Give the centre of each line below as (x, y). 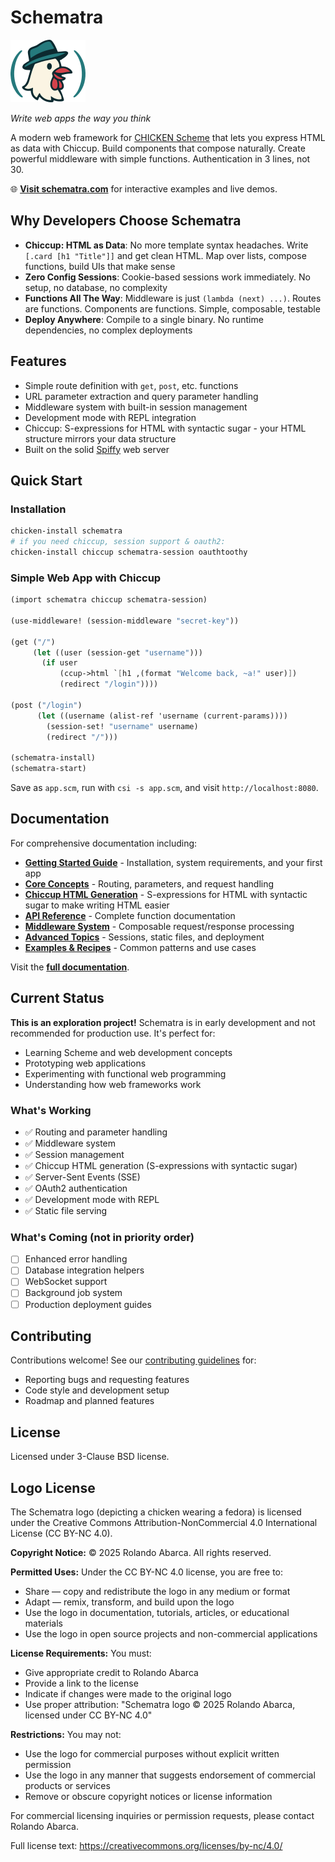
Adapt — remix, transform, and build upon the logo (129, 1602)
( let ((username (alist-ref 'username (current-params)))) (162, 716)
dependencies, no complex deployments (108, 330)
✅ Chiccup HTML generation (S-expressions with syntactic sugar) (161, 1165)
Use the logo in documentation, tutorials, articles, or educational (157, 1613)
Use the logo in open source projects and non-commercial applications (171, 1634)
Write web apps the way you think (81, 118)
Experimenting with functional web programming (125, 1073)
